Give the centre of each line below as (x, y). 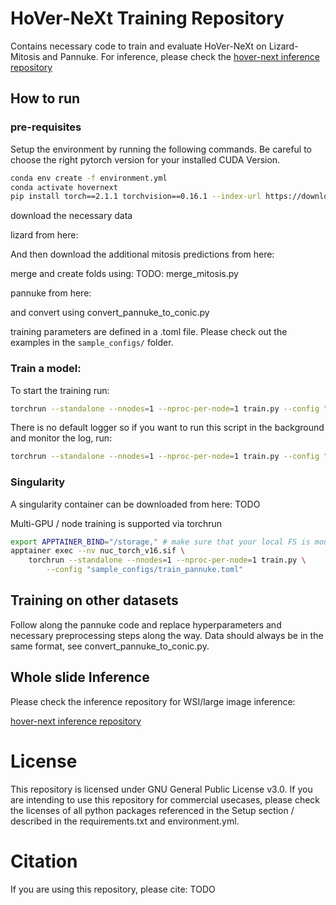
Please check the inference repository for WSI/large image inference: (153, 701)
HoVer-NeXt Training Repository (147, 18)
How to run (45, 98)
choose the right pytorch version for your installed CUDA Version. (145, 159)
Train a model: (46, 369)
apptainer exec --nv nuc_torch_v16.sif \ (98, 551)
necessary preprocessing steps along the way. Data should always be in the (167, 635)
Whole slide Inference (80, 677)
